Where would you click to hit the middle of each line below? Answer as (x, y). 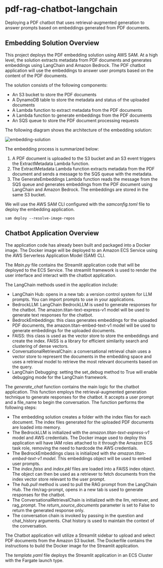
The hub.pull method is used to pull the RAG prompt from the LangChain (84, 484)
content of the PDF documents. (36, 75)
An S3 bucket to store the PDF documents (54, 94)
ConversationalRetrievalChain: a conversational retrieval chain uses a (81, 351)
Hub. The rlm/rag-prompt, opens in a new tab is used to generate (78, 489)
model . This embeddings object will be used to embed (97, 458)
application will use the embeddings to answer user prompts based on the (79, 70)
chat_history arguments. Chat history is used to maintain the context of (83, 521)
